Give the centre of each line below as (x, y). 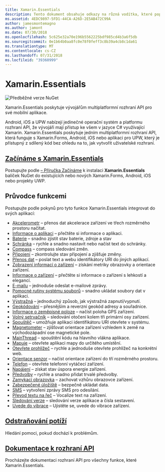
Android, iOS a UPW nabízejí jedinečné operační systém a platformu (74, 122)
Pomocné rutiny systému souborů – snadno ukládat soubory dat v (79, 291)
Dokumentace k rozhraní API (50, 449)
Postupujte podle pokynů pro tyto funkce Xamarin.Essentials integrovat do (80, 208)
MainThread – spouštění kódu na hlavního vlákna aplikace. (71, 338)
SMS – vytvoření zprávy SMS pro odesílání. (56, 390)
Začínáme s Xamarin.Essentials (55, 159)
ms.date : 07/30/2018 (26, 32)
